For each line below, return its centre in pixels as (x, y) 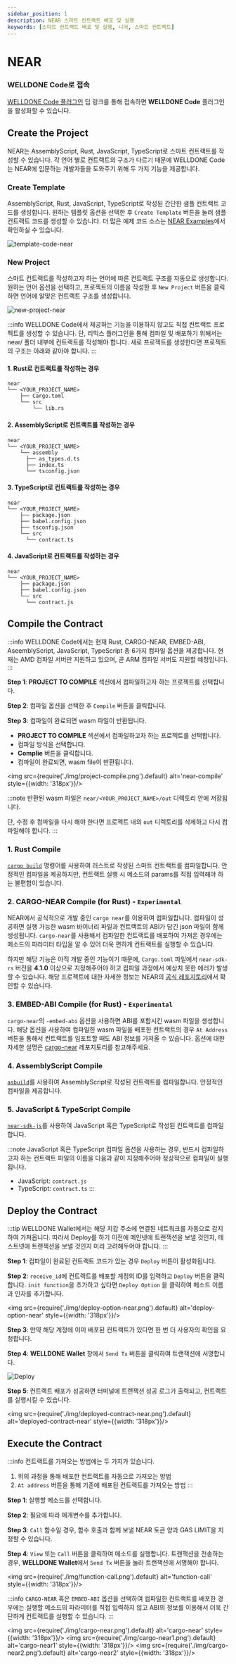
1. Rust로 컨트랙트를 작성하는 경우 (53, 368)
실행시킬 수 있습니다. (43, 1400)
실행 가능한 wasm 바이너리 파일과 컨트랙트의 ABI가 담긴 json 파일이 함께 (125, 927)
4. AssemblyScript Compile (55, 1065)
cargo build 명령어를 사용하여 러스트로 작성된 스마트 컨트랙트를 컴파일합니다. (113, 865)
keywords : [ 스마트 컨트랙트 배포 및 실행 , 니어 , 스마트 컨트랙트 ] (91, 27)
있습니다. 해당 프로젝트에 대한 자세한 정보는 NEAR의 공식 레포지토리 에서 (120, 977)
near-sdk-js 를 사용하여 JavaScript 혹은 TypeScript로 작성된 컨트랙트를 (106, 1126)
